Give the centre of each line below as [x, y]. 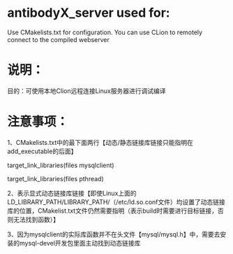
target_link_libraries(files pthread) [56, 178]
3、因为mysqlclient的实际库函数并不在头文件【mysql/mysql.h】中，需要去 [114, 234]
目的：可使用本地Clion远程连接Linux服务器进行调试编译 [87, 91]
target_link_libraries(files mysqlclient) [61, 165]
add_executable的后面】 [42, 151]
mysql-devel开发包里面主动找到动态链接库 [80, 243]
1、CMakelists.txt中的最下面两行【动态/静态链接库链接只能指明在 [100, 142]
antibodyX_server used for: [89, 13]
